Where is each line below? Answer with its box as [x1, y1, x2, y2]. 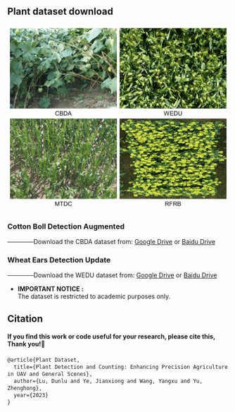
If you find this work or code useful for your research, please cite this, [7, 332, 216, 341]
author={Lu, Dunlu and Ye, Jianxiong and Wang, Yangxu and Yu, [13, 377, 203, 384]
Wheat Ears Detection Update [7, 255, 111, 265]
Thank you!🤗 [7, 340, 46, 349]
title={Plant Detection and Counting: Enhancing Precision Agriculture [13, 363, 229, 370]
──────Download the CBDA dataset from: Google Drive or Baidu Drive [7, 237, 216, 246]
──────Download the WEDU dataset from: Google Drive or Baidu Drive [7, 271, 217, 279]
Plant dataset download [7, 6, 114, 18]
